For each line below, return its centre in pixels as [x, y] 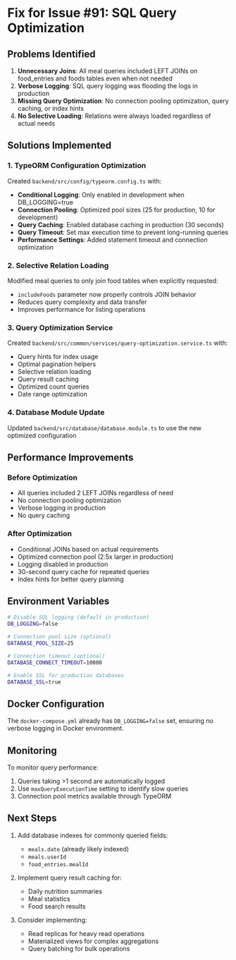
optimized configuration [42, 435]
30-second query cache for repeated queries [83, 571]
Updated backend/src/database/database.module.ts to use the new [105, 427]
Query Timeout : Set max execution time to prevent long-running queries [123, 232]
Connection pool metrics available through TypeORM [94, 796]
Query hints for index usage [58, 357]
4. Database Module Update [56, 413]
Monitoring [32, 750]
